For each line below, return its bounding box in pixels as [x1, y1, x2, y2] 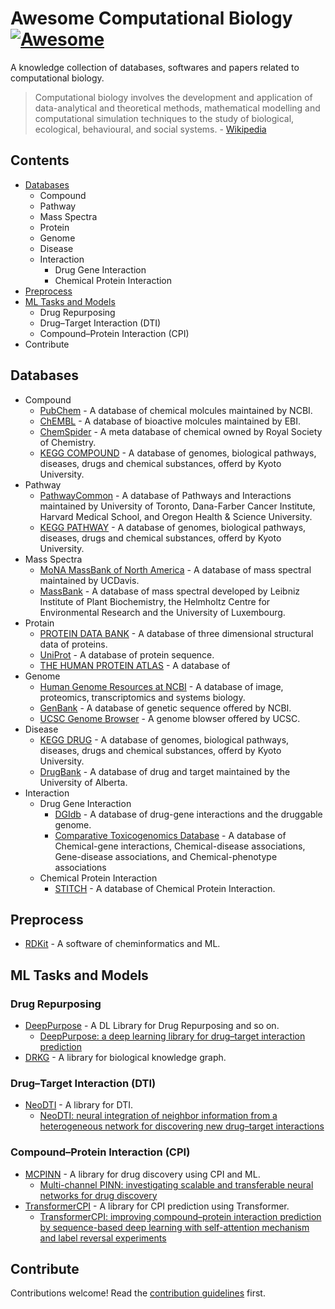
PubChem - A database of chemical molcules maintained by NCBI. [39, 404, 313, 416]
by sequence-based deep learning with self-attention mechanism [39, 1221, 310, 1233]
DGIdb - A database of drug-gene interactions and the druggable [54, 808, 323, 820]
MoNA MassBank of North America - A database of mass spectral [39, 563, 312, 576]
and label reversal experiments [39, 1232, 167, 1244]
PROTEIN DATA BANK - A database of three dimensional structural [39, 627, 314, 639]
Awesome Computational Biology [10, 7, 293, 30]
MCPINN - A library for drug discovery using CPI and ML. [24, 1168, 261, 1180]
